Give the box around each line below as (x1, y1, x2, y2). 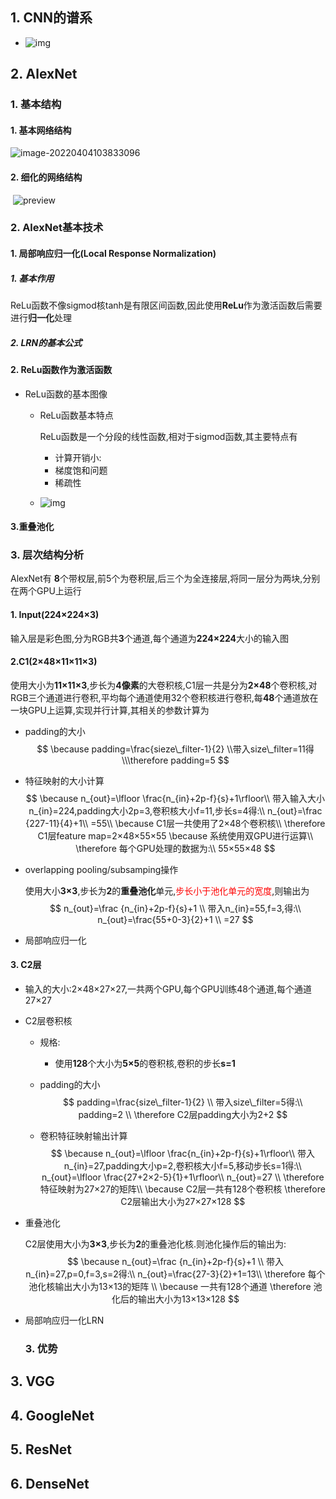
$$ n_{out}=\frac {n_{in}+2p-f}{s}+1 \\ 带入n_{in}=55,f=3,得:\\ (49, 902, 302, 914)
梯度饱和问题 (54, 464, 108, 476)
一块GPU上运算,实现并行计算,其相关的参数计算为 (10, 704, 210, 716)
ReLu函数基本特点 (39, 409, 114, 421)
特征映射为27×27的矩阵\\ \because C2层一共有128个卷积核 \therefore (39, 1183, 326, 1195)
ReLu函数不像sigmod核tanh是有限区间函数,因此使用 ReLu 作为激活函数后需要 (10, 299, 323, 312)
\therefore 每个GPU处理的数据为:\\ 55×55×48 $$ (75, 842, 276, 854)
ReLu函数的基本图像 (24, 388, 108, 400)
